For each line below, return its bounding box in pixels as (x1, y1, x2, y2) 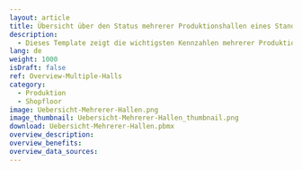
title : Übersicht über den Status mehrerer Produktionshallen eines (9, 22, 271, 31)
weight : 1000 (9, 55, 58, 64)
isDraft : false (9, 64, 67, 73)
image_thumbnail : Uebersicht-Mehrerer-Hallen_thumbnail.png (9, 113, 240, 122)
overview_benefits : (9, 139, 83, 148)
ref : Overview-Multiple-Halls (9, 72, 123, 81)
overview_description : (9, 130, 94, 139)
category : (9, 80, 47, 89)
